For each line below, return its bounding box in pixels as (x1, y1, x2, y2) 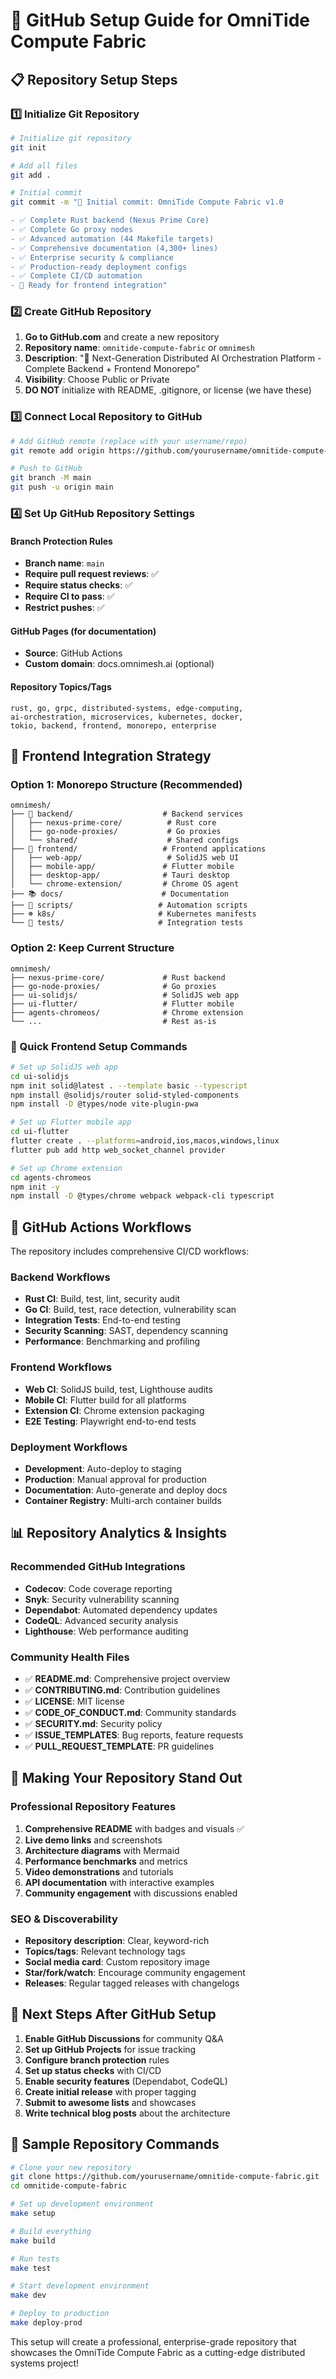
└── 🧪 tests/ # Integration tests (10, 918, 244, 928)
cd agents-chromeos (10, 1172, 92, 1183)
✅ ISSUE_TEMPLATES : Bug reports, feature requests (24, 1729, 244, 1741)
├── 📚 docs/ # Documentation (10, 889, 229, 899)
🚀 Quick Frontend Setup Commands (10, 1039, 188, 1053)
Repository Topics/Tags (10, 681, 112, 693)
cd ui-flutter (10, 1127, 70, 1137)
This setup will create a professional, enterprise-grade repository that (10, 2335, 297, 2348)
